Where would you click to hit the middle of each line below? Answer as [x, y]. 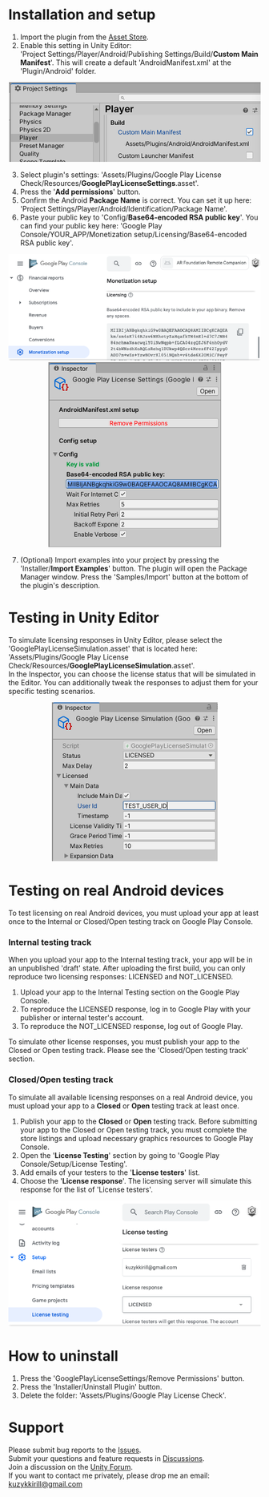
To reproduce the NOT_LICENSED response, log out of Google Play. [131, 1027]
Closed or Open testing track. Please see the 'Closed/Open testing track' [128, 1051]
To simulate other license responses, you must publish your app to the [124, 1042]
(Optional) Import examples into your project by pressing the [120, 560]
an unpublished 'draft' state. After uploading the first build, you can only [127, 968]
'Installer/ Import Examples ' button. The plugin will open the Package [134, 569]
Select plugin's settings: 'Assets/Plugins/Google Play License [120, 175]
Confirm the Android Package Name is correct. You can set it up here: [136, 200]
